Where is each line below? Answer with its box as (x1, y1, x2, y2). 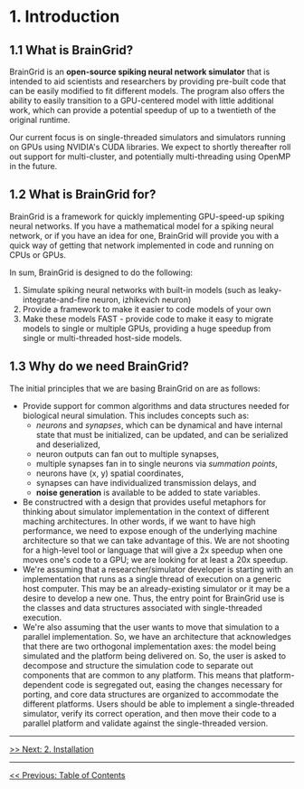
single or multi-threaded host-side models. (22, 332, 183, 343)
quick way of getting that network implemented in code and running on (9, 240, 274, 251)
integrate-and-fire (22, 294, 90, 305)
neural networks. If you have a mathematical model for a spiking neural (9, 220, 274, 232)
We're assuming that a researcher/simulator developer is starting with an (22, 564, 294, 575)
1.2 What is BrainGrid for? (9, 187, 157, 203)
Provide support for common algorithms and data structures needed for (22, 400, 290, 411)
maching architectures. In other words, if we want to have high (22, 516, 256, 527)
